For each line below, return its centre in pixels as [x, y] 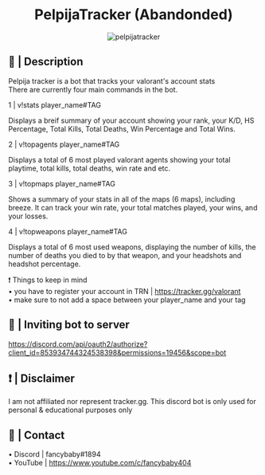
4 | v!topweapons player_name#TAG [68, 231]
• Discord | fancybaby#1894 [55, 454]
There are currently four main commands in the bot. [93, 89]
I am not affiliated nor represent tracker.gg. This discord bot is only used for [132, 402]
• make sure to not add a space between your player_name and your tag [127, 300]
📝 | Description [46, 62]
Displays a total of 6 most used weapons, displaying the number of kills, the [132, 247]
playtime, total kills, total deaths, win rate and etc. [90, 168]
